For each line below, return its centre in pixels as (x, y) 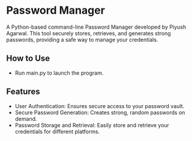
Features (23, 92)
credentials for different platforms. (57, 131)
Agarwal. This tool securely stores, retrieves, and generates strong (88, 33)
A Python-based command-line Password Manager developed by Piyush (96, 27)
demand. (26, 119)
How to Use (28, 58)
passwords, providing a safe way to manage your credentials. (82, 39)
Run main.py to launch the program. (59, 73)
